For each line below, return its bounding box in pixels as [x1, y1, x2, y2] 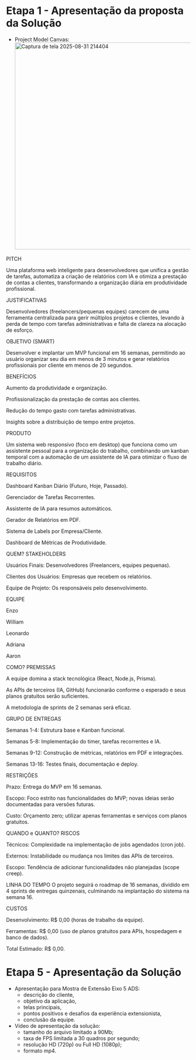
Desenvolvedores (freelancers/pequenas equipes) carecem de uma [6, 308, 170, 315]
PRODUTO [6, 429, 32, 436]
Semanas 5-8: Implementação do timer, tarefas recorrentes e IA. [6, 738, 161, 745]
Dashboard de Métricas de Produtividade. [6, 539, 107, 546]
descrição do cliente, [23, 991, 74, 998]
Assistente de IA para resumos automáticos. [6, 505, 113, 512]
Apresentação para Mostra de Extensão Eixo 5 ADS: [14, 985, 140, 992]
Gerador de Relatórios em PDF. [6, 516, 81, 523]
